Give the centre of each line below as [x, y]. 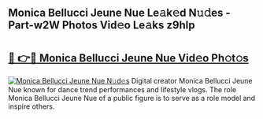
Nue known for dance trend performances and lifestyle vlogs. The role [122, 89]
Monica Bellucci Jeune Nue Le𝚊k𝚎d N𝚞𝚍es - [119, 13]
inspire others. [31, 106]
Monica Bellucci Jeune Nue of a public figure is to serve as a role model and [132, 98]
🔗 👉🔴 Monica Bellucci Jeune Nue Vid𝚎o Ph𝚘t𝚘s [129, 58]
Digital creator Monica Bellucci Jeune [192, 81]
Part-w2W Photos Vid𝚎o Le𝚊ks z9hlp [102, 26]
